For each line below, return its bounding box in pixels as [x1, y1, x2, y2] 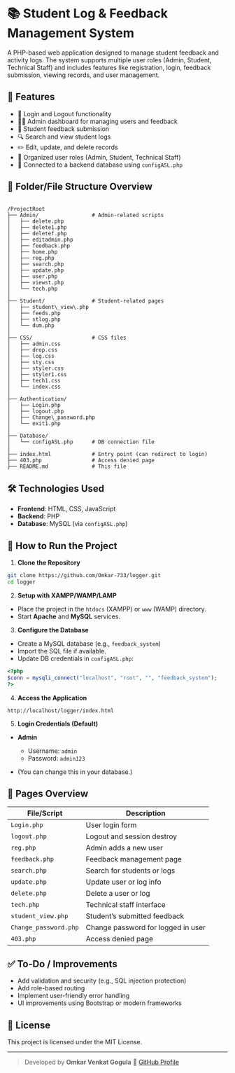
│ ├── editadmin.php [7, 236, 73, 243]
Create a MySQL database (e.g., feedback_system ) [17, 639, 161, 648]
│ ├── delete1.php [7, 223, 68, 231]
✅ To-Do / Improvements [7, 957, 117, 970]
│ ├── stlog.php [7, 316, 61, 323]
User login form [85, 820, 137, 830]
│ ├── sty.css [7, 359, 55, 366]
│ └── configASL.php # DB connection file [7, 438, 155, 445]
